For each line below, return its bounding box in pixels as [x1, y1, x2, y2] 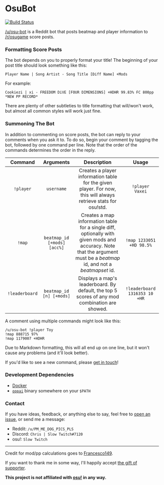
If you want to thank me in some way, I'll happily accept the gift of [5, 460, 138, 466]
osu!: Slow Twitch [12, 436, 48, 442]
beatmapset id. [80, 267, 115, 273]
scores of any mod [76, 293, 120, 300]
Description [83, 159, 112, 166]
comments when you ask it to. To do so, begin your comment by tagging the [5, 137, 159, 143]
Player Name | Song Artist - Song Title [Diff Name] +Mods [5, 72, 128, 77]
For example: [5, 80, 32, 86]
